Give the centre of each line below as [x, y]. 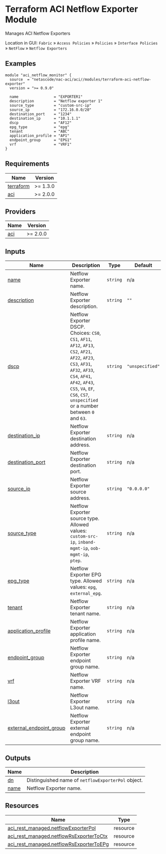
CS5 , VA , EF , [82, 389]
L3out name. [85, 708]
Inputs [15, 251]
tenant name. [85, 614]
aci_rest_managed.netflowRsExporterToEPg [58, 844]
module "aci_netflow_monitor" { [38, 75]
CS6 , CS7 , [80, 395]
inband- [87, 542]
